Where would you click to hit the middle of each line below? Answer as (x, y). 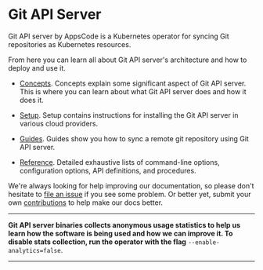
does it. (32, 100)
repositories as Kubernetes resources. (70, 44)
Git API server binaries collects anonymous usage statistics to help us (124, 224)
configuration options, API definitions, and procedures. (108, 170)
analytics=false (34, 250)
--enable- (204, 242)
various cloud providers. (59, 123)
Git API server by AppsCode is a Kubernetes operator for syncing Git (119, 36)
